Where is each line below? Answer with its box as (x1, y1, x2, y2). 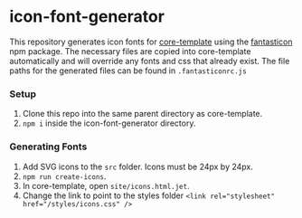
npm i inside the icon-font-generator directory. (22, 118, 196, 128)
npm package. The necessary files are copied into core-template (9, 45, 251, 56)
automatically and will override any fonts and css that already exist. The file (9, 55, 290, 66)
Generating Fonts (9, 140, 88, 153)
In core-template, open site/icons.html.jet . (22, 180, 190, 191)
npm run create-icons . (22, 170, 107, 182)
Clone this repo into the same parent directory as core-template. (22, 109, 263, 119)
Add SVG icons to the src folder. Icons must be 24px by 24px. (22, 161, 253, 172)
